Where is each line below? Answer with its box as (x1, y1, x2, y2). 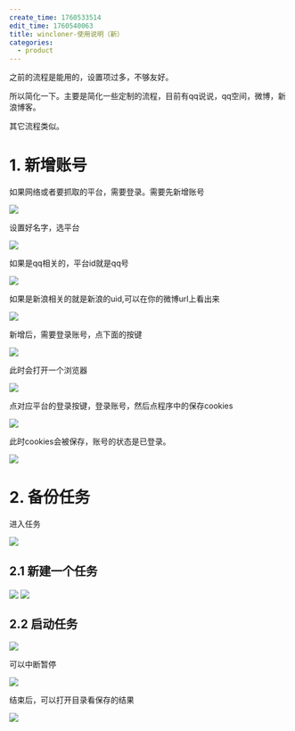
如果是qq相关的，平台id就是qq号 (9, 258, 129, 268)
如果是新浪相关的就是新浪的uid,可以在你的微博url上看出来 (9, 293, 220, 304)
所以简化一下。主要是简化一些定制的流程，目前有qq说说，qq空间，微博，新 (9, 91, 287, 102)
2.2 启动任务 (9, 617, 78, 632)
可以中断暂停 (9, 659, 56, 669)
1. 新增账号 (9, 155, 87, 176)
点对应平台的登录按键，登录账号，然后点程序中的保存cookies (9, 400, 234, 411)
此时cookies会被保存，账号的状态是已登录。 (9, 436, 171, 447)
